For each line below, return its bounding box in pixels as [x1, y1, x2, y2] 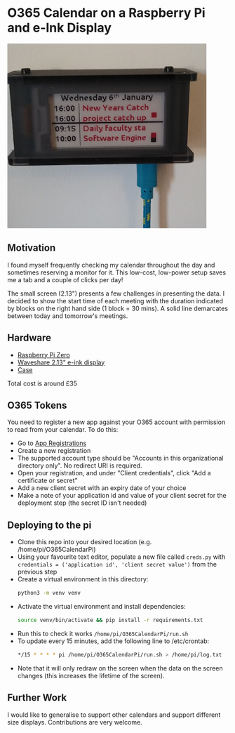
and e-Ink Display [7, 20, 112, 36]
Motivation [7, 242, 56, 254]
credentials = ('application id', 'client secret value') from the [17, 560, 217, 569]
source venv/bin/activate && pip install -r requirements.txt [17, 616, 203, 624]
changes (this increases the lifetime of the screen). [17, 671, 165, 680]
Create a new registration [17, 447, 91, 455]
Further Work [7, 692, 67, 704]
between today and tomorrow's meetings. [7, 311, 128, 320]
